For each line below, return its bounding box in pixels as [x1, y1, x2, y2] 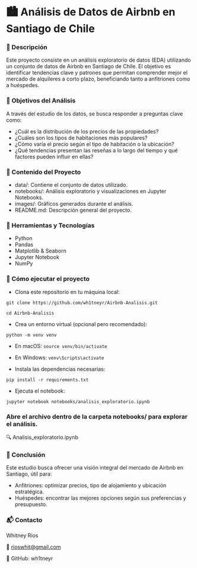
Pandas [14, 241, 34, 248]
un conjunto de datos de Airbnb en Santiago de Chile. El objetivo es [6, 63, 171, 70]
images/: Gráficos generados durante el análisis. [14, 200, 134, 208]
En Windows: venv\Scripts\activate [14, 354, 104, 361]
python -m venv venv [6, 332, 58, 338]
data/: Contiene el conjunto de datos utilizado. [14, 181, 128, 189]
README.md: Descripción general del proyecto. [14, 206, 132, 214]
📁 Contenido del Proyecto [6, 168, 81, 176]
